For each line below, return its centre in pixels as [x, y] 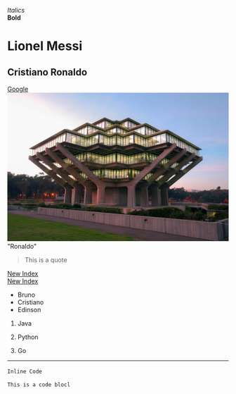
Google [18, 89]
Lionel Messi [45, 46]
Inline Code [25, 371]
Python [28, 337]
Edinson [29, 309]
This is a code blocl [39, 384]
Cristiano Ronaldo [47, 72]
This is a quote [46, 259]
